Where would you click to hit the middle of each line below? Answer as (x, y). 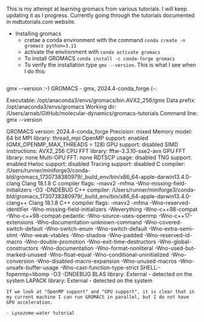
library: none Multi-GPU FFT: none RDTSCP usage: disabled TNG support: (99, 157)
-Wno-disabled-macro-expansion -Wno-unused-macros (106, 261)
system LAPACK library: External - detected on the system (79, 281)
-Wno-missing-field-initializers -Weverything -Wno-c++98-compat (114, 209)
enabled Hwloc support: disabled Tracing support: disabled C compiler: (96, 164)
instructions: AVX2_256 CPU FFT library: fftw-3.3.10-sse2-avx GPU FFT (96, 151)
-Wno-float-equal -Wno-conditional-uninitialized (108, 255)
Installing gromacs (38, 34)
